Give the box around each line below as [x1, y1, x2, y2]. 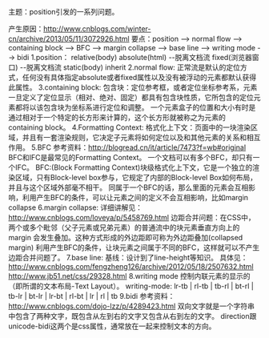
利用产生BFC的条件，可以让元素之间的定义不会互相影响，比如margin [22, 193, 249, 202]
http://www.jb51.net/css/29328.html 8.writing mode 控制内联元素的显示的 [8, 272, 251, 280]
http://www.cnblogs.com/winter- [43, 24, 151, 34]
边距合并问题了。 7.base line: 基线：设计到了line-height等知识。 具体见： [8, 253, 248, 262]
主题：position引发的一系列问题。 [8, 7, 119, 16]
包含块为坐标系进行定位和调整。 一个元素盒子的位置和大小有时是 [42, 103, 256, 112]
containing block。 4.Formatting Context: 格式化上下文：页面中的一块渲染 [8, 123, 251, 132]
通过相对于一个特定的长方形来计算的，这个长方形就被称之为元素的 [8, 113, 226, 122]
